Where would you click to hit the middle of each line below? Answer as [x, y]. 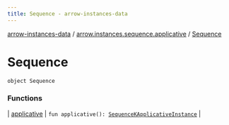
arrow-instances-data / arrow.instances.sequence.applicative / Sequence [114, 34]
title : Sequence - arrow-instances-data [68, 14]
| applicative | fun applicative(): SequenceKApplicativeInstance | [104, 114]
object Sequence [31, 81]
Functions [25, 98]
